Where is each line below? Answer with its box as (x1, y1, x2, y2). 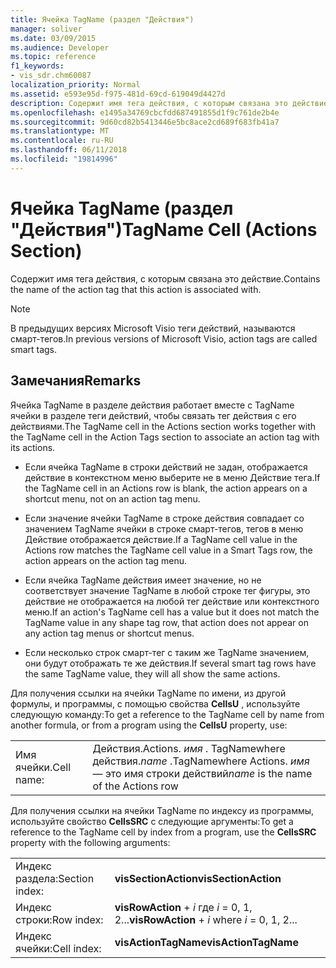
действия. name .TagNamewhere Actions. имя (92, 754, 310, 768)
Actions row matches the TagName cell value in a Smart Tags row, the (24, 544, 313, 556)
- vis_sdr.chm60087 (10, 71, 92, 81)
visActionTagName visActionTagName (114, 935, 299, 949)
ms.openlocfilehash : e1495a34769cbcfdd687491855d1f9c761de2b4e (10, 107, 280, 118)
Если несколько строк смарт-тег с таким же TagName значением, (24, 646, 310, 658)
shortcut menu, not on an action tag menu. (24, 492, 201, 505)
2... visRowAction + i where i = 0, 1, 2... (114, 912, 298, 926)
